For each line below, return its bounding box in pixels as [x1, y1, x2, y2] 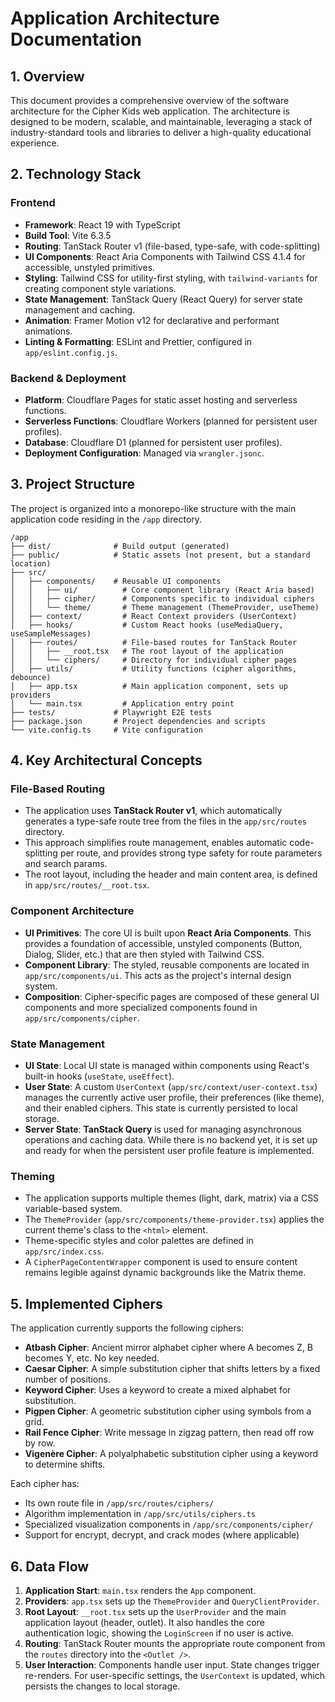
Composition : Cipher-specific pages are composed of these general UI [24, 990, 320, 1002]
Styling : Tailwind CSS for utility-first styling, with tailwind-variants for [24, 272, 318, 284]
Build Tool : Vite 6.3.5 [24, 229, 112, 241]
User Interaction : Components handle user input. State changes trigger [24, 1659, 320, 1671]
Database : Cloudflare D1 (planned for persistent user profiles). [24, 436, 283, 448]
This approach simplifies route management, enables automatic [24, 837, 288, 849]
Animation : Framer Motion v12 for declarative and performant [24, 314, 280, 326]
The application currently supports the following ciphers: [10, 1322, 245, 1334]
